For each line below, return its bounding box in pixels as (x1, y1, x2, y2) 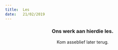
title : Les (5, 7, 29, 12)
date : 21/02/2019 (5, 12, 45, 17)
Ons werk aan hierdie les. (51, 28, 114, 35)
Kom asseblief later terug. (56, 39, 109, 45)
